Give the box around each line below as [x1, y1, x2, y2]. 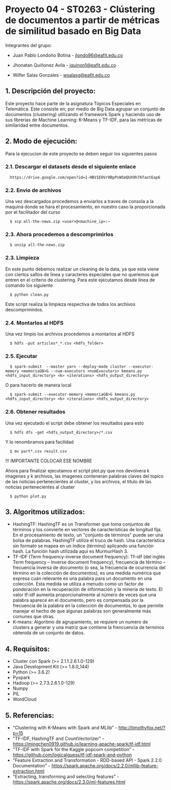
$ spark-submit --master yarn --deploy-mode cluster [10, 364, 126, 369]
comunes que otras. [12, 614, 55, 620]
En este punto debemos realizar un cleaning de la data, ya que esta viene [5, 266, 159, 272]
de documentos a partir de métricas [5, 14, 160, 26]
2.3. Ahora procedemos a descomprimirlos [5, 231, 113, 238]
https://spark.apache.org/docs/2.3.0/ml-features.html [12, 779, 126, 785]
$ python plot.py [10, 493, 47, 499]
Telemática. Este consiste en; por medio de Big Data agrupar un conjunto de [5, 106, 165, 112]
